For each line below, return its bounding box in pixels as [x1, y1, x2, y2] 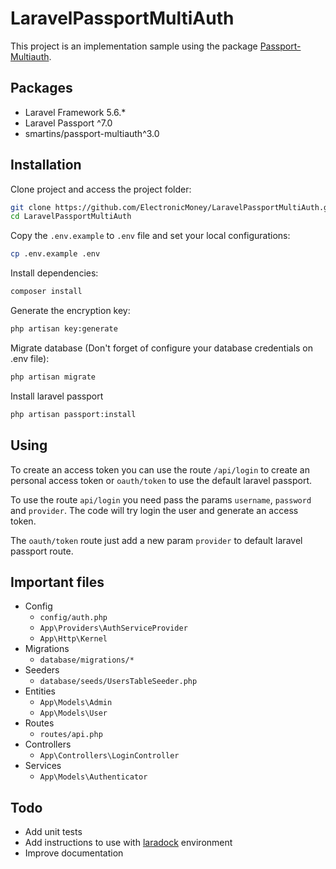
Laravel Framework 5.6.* [24, 106, 127, 118]
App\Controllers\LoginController [39, 751, 180, 761]
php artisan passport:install [10, 409, 137, 419]
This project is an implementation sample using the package [10, 40, 258, 52]
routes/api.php [39, 730, 103, 740]
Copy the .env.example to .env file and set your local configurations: [10, 230, 291, 242]
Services [24, 760, 62, 772]
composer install [10, 287, 83, 297]
